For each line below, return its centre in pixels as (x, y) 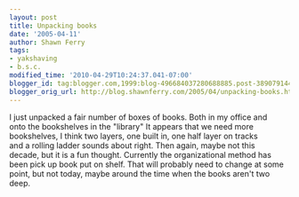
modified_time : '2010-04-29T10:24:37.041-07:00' (101, 75)
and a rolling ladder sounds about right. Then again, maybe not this (132, 145)
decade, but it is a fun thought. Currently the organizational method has (140, 154)
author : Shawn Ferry (48, 42)
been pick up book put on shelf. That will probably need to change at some (147, 164)
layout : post (33, 17)
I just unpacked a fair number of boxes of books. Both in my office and (138, 117)
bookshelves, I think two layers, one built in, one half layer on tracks (133, 136)
